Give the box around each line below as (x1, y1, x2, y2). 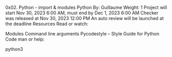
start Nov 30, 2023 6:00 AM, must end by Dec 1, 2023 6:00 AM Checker (5, 10, 159, 16)
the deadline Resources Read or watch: (5, 21, 89, 27)
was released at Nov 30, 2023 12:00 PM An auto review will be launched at (5, 15, 164, 21)
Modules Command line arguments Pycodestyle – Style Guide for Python (5, 31, 160, 36)
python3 (5, 46, 23, 52)
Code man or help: (5, 36, 45, 42)
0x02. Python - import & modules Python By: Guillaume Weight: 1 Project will (5, 5, 167, 10)
